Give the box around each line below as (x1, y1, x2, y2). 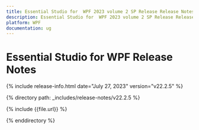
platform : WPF (6, 19, 41, 25)
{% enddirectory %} (6, 117, 55, 124)
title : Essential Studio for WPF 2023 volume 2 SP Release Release (6, 8, 179, 15)
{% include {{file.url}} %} (6, 106, 68, 113)
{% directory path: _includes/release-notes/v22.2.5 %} (6, 94, 140, 101)
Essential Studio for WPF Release (6, 51, 173, 64)
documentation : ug (6, 25, 52, 31)
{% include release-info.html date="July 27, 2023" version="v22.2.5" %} (6, 83, 184, 90)
